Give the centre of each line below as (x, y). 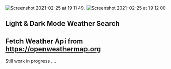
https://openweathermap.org (53, 49)
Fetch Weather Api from (44, 41)
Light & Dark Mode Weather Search (62, 24)
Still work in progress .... (31, 61)
